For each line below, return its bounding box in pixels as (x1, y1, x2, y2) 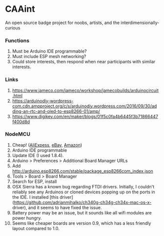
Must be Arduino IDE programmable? (12, 48, 87, 54)
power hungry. (12, 215, 42, 221)
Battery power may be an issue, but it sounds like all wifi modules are (12, 210, 152, 215)
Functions (5, 37, 29, 44)
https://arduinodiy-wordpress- (12, 98, 74, 104)
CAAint (5, 3, 35, 15)
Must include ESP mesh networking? (12, 53, 87, 59)
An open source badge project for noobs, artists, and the (5, 20, 120, 26)
